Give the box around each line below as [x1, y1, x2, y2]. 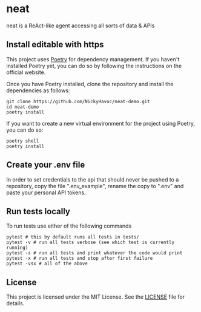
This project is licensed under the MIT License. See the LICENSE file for [6, 293, 185, 300]
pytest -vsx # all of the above [6, 260, 88, 267]
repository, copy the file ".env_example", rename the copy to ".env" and [6, 182, 184, 189]
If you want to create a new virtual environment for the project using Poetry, [6, 120, 196, 127]
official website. [6, 69, 46, 76]
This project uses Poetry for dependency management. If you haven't [6, 55, 180, 63]
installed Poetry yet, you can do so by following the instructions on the [6, 62, 182, 69]
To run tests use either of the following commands [6, 222, 132, 229]
